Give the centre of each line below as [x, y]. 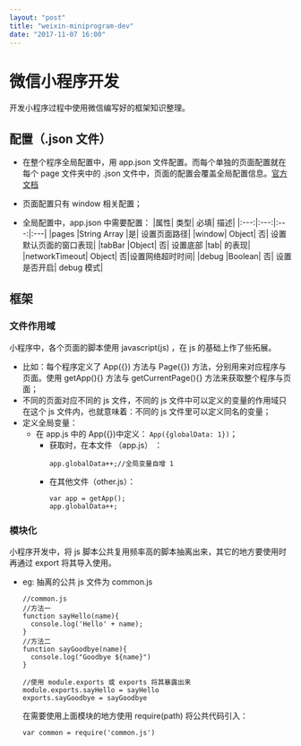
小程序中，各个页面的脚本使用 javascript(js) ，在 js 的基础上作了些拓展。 [142, 347]
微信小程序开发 [64, 81]
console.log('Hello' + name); [87, 624]
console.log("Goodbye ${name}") [91, 657]
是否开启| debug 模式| [63, 268]
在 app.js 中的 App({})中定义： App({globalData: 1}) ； [137, 434]
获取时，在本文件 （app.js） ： [106, 445]
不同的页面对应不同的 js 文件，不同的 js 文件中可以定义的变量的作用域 [150, 400]
